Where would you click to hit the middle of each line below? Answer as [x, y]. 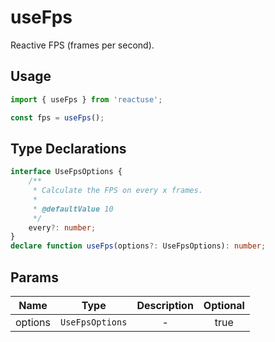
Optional [224, 305]
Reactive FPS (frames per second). [82, 45]
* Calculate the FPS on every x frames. [117, 191]
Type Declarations [68, 148]
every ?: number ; [62, 227]
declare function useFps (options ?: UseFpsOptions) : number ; [138, 246]
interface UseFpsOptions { [66, 172]
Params [34, 277]
